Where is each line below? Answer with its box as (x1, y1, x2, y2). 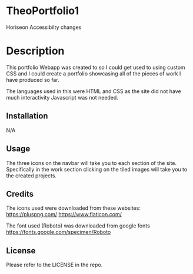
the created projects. (6, 172, 57, 179)
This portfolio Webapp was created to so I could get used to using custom (6, 64, 185, 71)
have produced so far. (6, 76, 60, 83)
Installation (6, 111, 48, 121)
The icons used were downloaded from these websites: (6, 204, 141, 212)
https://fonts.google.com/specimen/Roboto (6, 229, 111, 236)
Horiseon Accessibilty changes (6, 24, 82, 31)
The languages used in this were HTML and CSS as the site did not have (6, 87, 181, 95)
